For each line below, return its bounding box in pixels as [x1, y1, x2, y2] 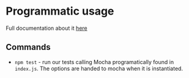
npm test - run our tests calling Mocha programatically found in [14, 58, 174, 65]
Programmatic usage [6, 4, 114, 18]
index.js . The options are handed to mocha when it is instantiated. [14, 65, 183, 72]
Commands [6, 42, 51, 52]
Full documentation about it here [6, 24, 87, 32]
